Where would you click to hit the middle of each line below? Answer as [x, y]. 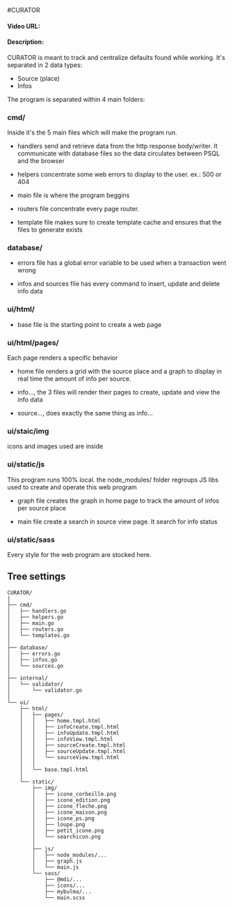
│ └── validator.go [45, 690]
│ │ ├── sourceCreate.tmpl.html [73, 745]
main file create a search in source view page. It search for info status [117, 521]
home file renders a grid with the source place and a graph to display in [120, 371]
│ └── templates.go [39, 635]
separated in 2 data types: [45, 65]
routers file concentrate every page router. [78, 209]
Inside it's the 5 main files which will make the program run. [92, 132]
